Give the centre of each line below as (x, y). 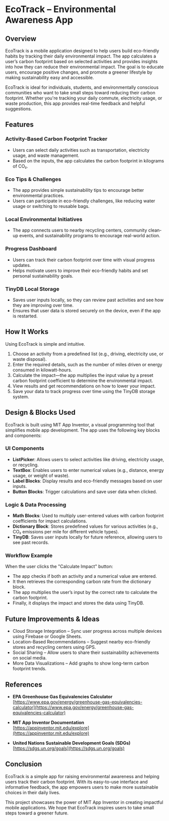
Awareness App (39, 20)
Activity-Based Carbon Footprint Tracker (56, 139)
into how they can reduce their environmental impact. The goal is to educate (84, 67)
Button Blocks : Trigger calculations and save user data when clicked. (85, 491)
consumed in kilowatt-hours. (42, 370)
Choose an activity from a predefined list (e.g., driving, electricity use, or (88, 354)
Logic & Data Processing (36, 505)
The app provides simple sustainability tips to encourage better (78, 190)
